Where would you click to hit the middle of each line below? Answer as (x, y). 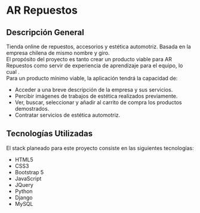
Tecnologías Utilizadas (50, 134)
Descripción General (45, 32)
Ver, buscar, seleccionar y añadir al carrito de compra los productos (98, 102)
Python (24, 191)
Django (24, 198)
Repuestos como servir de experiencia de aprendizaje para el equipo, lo (95, 65)
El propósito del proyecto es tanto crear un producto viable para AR (89, 59)
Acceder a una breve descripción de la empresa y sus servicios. (94, 90)
